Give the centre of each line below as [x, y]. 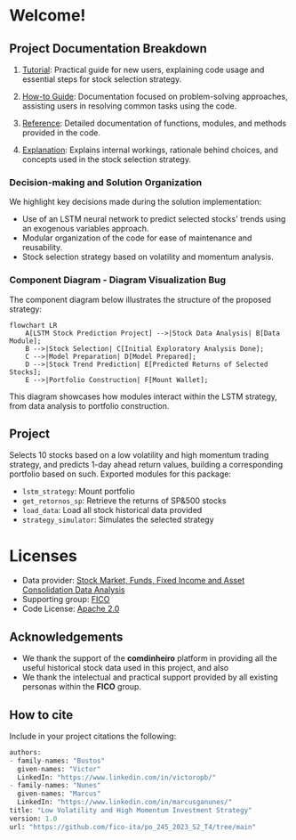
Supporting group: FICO [66, 599]
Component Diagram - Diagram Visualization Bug [118, 280]
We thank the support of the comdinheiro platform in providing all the [149, 658]
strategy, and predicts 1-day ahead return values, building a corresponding [146, 465]
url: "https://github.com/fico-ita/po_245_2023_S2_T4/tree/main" [132, 827]
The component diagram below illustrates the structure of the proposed [140, 299]
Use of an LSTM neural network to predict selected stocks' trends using [154, 219]
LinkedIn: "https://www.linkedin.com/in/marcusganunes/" [125, 803]
